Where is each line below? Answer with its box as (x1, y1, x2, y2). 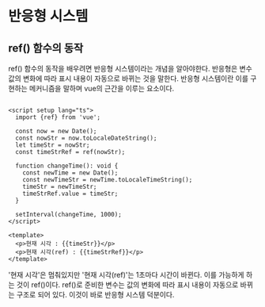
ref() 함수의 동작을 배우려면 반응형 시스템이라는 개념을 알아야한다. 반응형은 (8, 64, 238, 73)
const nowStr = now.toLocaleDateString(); (15, 134, 157, 142)
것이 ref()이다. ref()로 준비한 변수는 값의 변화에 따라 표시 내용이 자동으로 (16, 280, 239, 290)
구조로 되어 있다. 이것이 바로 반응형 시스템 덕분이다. (16, 290, 175, 299)
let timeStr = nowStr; (15, 141, 90, 149)
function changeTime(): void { (15, 162, 119, 170)
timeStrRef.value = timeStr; (22, 190, 119, 198)
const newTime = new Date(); (22, 169, 119, 177)
